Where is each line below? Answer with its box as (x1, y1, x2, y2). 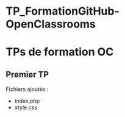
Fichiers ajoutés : (5, 85, 49, 93)
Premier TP (5, 69, 49, 80)
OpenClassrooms (5, 17, 96, 31)
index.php (14, 97, 40, 105)
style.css (14, 104, 38, 111)
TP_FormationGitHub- (5, 4, 120, 18)
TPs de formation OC (5, 45, 114, 59)
